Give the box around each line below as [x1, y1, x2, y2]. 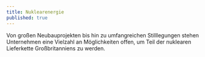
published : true [6, 15, 48, 21]
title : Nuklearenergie [6, 9, 64, 15]
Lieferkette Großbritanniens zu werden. [6, 44, 106, 52]
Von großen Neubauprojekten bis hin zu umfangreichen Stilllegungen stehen [6, 31, 199, 39]
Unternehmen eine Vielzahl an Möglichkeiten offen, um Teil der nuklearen [6, 38, 192, 45]
